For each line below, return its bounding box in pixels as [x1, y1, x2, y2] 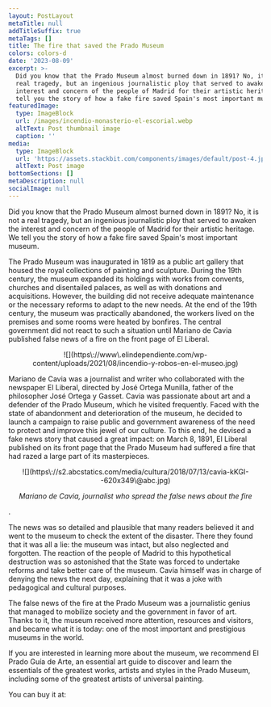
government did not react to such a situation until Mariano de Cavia [8, 325, 232, 335]
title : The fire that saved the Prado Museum [8, 42, 164, 50]
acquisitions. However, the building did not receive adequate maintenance [8, 291, 254, 301]
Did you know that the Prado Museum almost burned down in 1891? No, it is [8, 207, 260, 217]
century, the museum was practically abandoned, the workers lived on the [8, 308, 255, 318]
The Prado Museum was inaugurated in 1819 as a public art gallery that [8, 256, 244, 267]
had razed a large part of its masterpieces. [8, 451, 150, 461]
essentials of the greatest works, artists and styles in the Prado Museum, [8, 665, 251, 675]
